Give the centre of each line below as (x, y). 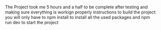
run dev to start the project (32, 22)
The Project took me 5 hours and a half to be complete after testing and (76, 7)
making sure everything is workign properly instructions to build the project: (81, 12)
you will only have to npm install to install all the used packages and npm (78, 17)
